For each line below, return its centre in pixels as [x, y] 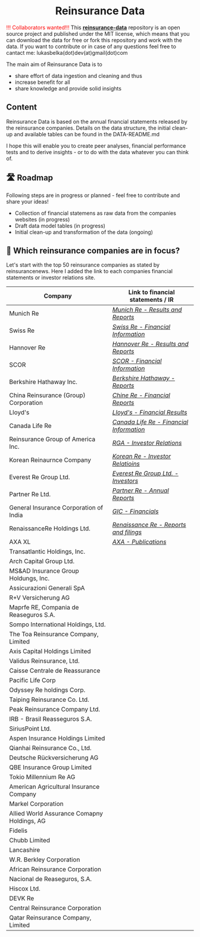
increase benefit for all [42, 82]
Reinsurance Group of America [52, 439]
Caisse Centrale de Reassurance [55, 671]
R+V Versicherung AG [40, 598]
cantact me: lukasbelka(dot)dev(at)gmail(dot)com [67, 52]
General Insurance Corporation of [56, 508]
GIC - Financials [135, 511]
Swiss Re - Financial [141, 327]
